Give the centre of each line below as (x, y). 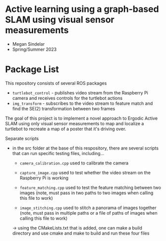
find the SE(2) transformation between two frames (64, 108)
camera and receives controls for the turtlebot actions (67, 98)
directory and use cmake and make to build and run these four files (81, 233)
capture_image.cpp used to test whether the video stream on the (85, 172)
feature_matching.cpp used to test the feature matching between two (90, 187)
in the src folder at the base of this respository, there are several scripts (85, 148)
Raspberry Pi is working (44, 178)
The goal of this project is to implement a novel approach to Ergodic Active (81, 118)
